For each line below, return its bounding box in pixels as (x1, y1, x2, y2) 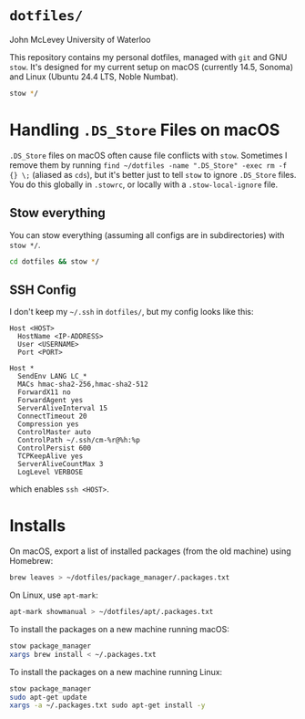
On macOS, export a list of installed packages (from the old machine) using (9, 546, 291, 557)
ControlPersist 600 (17, 443, 92, 453)
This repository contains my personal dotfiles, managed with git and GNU (9, 51, 288, 62)
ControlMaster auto (17, 428, 92, 437)
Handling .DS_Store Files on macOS (9, 120, 280, 140)
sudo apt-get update (9, 693, 88, 702)
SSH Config (9, 282, 77, 297)
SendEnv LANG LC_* (17, 372, 88, 381)
